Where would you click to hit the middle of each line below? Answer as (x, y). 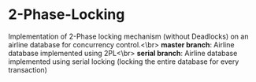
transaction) (28, 69)
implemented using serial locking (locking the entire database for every (124, 61)
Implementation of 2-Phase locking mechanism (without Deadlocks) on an (128, 36)
